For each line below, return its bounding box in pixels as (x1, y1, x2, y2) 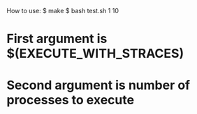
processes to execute (6, 92, 134, 108)
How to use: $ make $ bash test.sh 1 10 (6, 7, 119, 15)
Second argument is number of (6, 77, 191, 93)
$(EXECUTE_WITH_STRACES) (6, 46, 184, 62)
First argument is (6, 31, 108, 47)
